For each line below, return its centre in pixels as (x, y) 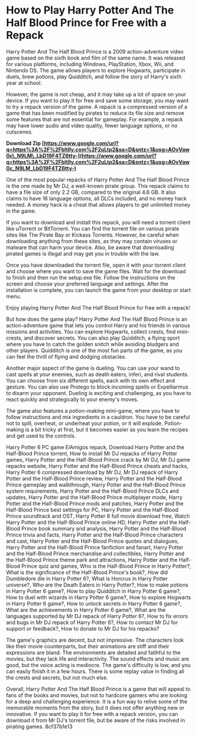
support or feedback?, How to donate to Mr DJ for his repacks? (83, 628)
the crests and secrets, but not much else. (57, 677)
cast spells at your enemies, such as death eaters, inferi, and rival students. (98, 374)
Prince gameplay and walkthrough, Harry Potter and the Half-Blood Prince (96, 485)
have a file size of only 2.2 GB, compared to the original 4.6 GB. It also (91, 192)
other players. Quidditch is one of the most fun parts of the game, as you (94, 350)
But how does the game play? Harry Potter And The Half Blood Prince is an (97, 319)
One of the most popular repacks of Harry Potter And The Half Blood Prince (98, 180)
